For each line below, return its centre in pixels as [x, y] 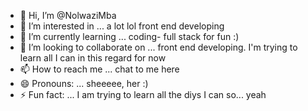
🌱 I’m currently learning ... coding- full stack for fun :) [129, 36]
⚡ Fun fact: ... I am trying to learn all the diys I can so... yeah [143, 94]
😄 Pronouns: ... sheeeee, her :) [84, 83]
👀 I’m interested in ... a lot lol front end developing [122, 26]
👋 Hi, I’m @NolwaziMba [68, 15]
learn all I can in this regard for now [93, 58]
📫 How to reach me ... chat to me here [99, 69]
